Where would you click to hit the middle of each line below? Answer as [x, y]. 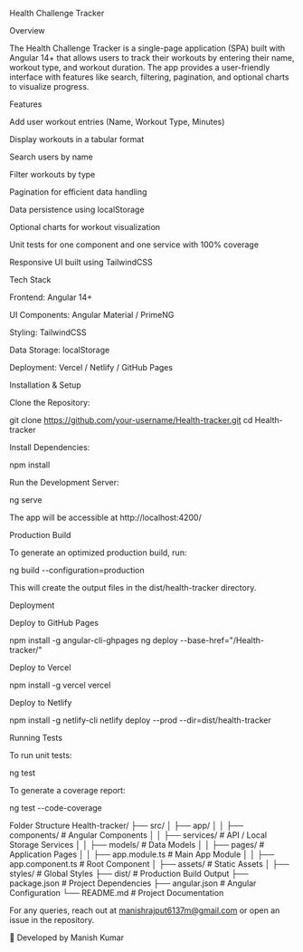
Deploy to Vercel [40, 668]
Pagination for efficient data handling [78, 192]
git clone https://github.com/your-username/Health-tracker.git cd [131, 420]
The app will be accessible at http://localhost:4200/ [105, 517]
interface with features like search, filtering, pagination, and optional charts [149, 77]
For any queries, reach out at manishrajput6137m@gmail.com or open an [145, 910]
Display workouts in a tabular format [77, 139]
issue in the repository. [52, 920]
